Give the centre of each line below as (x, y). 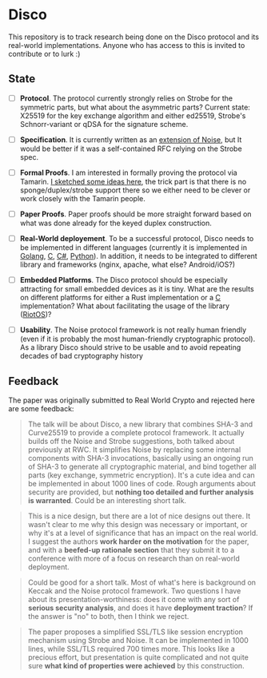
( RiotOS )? (36, 315)
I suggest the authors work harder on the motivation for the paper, (138, 541)
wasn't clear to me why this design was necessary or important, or (137, 524)
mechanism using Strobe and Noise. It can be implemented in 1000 (138, 640)
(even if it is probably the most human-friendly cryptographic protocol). (137, 339)
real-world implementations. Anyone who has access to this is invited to (127, 45)
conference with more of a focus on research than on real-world (133, 558)
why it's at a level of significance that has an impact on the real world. (143, 533)
